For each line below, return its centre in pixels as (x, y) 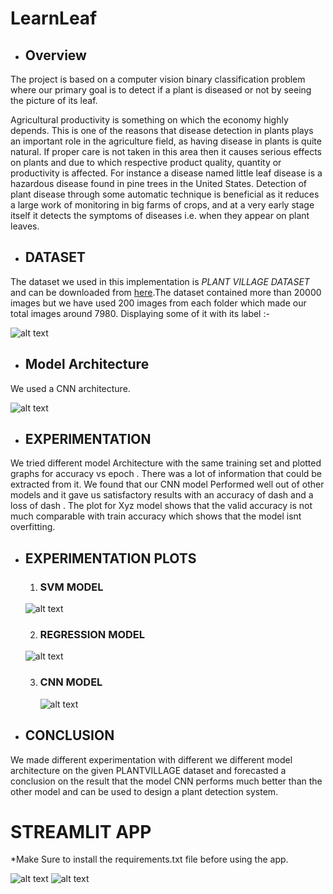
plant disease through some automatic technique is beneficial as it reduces (165, 194)
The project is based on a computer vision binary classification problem (158, 79)
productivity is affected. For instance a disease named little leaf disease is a (166, 173)
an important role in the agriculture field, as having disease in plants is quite (166, 141)
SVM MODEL (71, 587)
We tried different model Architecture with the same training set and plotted (166, 463)
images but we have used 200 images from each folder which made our (158, 303)
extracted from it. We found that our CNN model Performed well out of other (167, 484)
